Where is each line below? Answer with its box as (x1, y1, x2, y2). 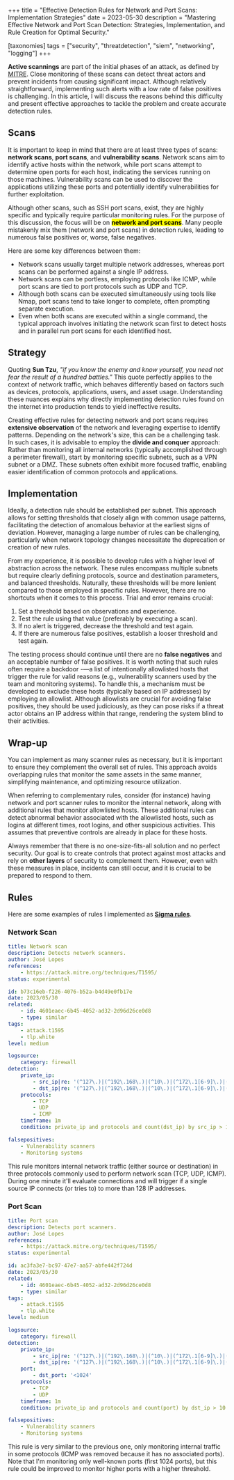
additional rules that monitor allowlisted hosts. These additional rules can (8, 806, 217, 814)
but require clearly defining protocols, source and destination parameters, (8, 571, 219, 580)
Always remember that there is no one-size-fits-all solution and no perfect (8, 842, 221, 850)
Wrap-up (8, 737, 48, 749)
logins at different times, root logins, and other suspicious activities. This (8, 821, 216, 829)
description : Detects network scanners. (8, 950, 127, 957)
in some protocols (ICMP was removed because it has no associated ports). (8, 1450, 225, 1458)
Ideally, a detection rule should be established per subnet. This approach (8, 506, 217, 515)
